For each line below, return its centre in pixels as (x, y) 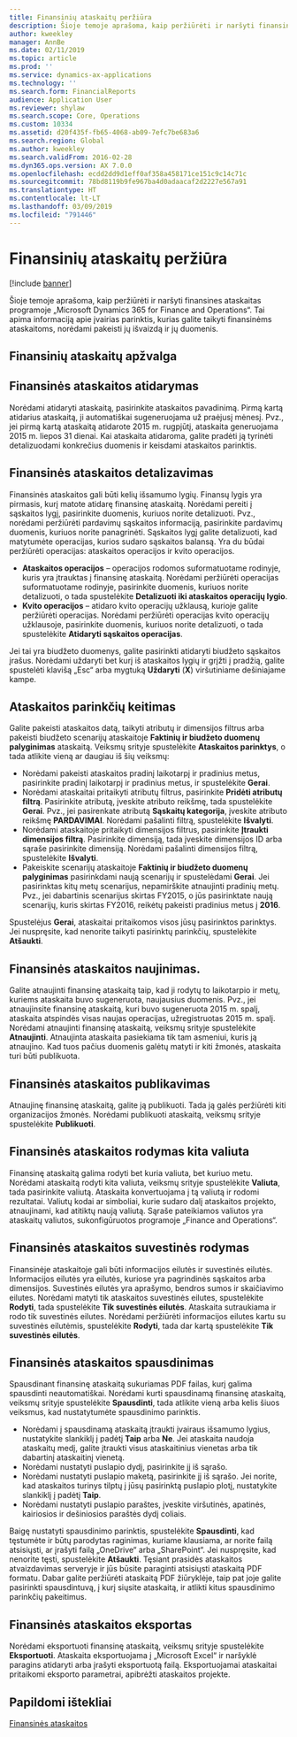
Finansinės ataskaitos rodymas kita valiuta (129, 1152)
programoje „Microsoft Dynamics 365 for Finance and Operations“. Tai (137, 310)
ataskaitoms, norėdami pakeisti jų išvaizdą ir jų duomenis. (114, 328)
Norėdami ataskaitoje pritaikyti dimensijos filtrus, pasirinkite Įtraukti (145, 830)
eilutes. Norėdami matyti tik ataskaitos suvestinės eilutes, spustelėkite (136, 1297)
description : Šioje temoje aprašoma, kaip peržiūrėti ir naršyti (132, 26)
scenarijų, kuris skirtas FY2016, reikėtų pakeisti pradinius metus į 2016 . (151, 905)
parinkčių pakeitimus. (48, 1597)
